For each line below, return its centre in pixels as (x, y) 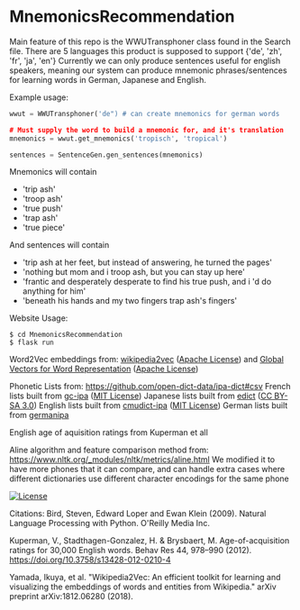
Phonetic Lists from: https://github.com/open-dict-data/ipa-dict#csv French (150, 387)
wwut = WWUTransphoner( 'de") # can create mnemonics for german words (145, 114)
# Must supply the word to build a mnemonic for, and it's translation (146, 130)
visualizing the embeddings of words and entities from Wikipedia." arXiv (143, 587)
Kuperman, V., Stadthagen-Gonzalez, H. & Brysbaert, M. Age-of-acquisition (150, 541)
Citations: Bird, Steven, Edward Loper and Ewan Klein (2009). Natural (138, 514)
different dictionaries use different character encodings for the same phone (150, 478)
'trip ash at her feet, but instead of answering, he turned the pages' (147, 262)
